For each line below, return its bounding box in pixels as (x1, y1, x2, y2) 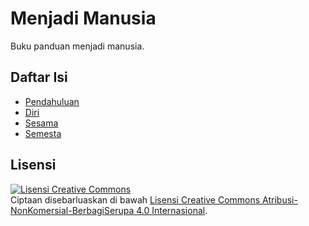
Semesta (24, 127, 62, 139)
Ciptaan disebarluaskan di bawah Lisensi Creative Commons (10, 193, 261, 206)
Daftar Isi (10, 69, 68, 86)
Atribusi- (262, 193, 298, 206)
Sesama (24, 117, 59, 129)
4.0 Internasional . (136, 204, 208, 216)
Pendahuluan (24, 95, 80, 107)
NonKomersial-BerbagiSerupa (10, 204, 135, 216)
